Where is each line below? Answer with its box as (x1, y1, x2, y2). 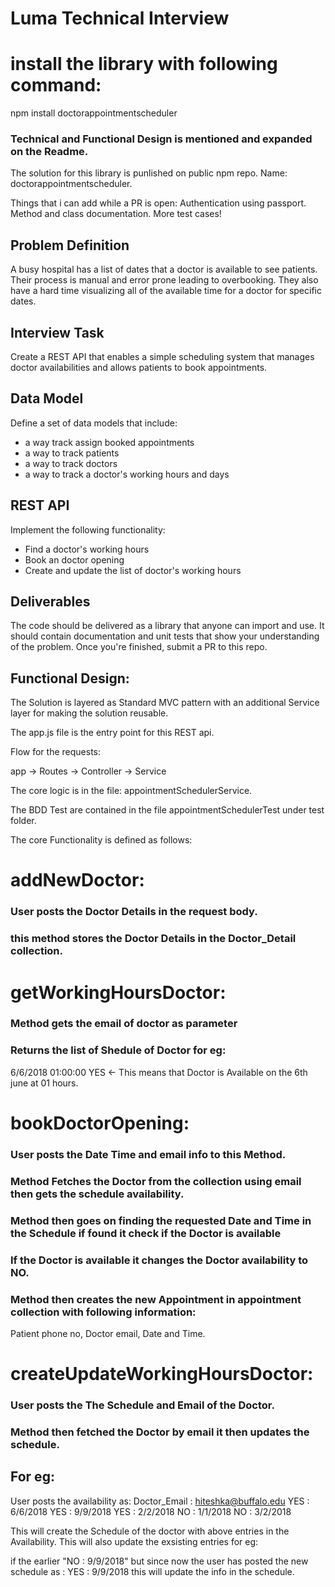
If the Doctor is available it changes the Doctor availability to (10, 1253, 309, 1267)
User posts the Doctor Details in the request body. (10, 905, 258, 919)
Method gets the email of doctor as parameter (10, 1017, 238, 1031)
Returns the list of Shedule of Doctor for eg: (10, 1043, 227, 1057)
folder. (10, 815, 37, 827)
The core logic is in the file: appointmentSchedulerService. (10, 785, 253, 797)
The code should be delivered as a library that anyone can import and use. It (10, 620, 325, 632)
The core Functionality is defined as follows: (10, 834, 193, 846)
